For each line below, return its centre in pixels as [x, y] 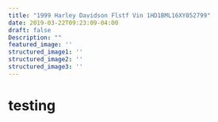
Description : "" [35, 37]
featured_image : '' [40, 45]
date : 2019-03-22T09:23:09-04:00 [63, 23]
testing [32, 105]
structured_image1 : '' [46, 52]
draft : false [30, 30]
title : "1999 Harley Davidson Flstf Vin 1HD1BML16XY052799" [110, 15]
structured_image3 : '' [46, 67]
